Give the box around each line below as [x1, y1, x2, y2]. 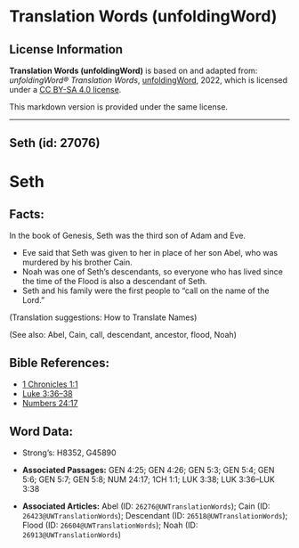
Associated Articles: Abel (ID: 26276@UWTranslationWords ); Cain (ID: [21, 501, 271, 511]
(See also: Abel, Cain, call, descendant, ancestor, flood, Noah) [9, 330, 238, 340]
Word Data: [9, 423, 74, 438]
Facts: [9, 207, 44, 222]
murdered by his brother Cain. [21, 257, 133, 268]
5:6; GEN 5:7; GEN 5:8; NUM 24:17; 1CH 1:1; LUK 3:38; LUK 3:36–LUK [21, 474, 276, 485]
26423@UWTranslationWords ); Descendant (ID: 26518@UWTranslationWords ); [21, 511, 288, 521]
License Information [9, 42, 123, 57]
